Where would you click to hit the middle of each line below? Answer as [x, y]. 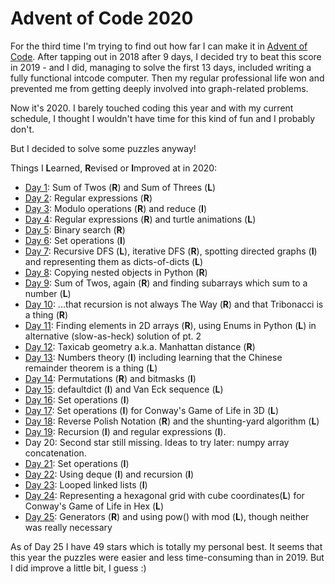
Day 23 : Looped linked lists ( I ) [86, 484]
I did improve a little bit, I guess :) [78, 568]
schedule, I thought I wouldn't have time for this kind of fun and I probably [163, 118]
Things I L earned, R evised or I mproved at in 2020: [114, 168]
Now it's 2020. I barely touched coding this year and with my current [152, 108]
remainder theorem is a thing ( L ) [91, 368]
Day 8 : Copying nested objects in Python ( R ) [116, 272]
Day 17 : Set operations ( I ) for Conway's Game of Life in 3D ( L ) [152, 410]
